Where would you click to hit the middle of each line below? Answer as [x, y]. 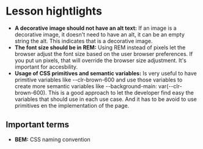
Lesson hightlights [54, 11]
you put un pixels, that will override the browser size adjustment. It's [101, 60]
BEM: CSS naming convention [53, 139]
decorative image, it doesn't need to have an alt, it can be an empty [99, 34]
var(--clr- [170, 86]
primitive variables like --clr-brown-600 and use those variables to [98, 80]
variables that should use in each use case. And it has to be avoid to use [105, 99]
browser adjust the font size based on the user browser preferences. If [104, 54]
